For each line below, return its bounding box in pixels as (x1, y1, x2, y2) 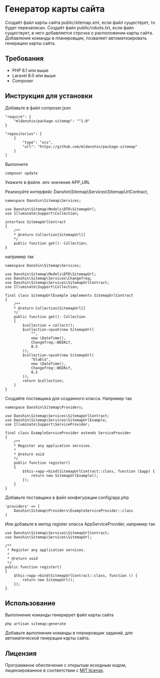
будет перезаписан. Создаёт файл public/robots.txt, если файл (5, 24, 134, 30)
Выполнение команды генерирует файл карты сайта (5, 612, 114, 618)
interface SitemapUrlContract (5, 219, 66, 224)
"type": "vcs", (22, 140, 53, 145)
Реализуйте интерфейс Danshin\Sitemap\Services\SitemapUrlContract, (5, 189, 149, 195)
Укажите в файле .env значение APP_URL (5, 179, 91, 185)
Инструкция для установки (5, 92, 93, 100)
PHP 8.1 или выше (12, 67, 49, 73)
